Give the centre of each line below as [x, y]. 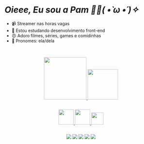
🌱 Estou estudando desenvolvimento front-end [58, 30]
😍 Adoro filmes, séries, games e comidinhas [56, 35]
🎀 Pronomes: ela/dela [33, 41]
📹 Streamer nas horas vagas [40, 23]
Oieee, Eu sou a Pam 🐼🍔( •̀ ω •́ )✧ [72, 10]
